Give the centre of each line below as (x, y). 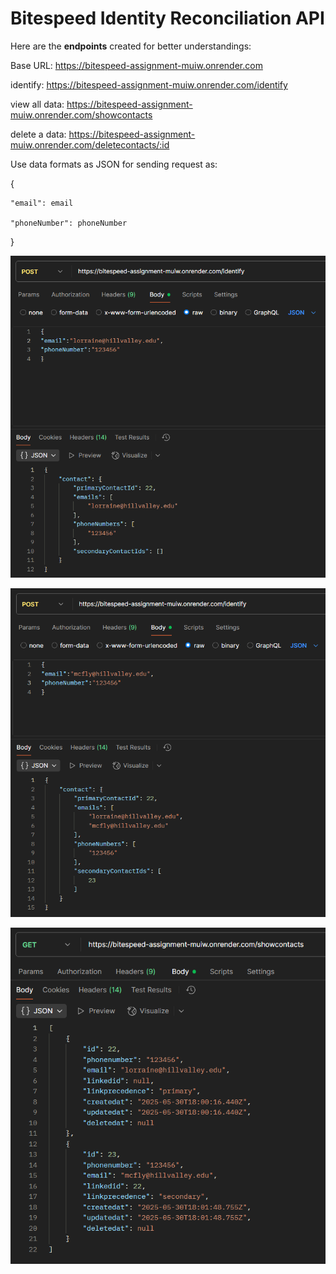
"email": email (42, 203)
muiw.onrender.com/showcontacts (81, 114)
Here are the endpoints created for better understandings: (131, 46)
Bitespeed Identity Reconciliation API (167, 18)
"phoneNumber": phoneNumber (69, 223)
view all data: (37, 104)
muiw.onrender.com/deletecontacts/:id (90, 144)
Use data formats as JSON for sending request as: (114, 164)
